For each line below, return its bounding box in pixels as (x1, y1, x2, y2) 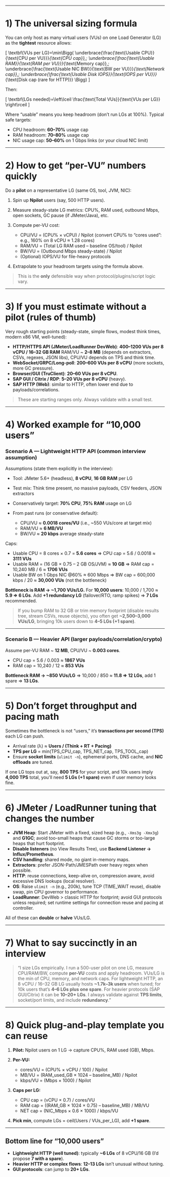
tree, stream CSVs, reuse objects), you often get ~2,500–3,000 (17, 613, 151, 619)
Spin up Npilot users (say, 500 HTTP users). (12, 197, 105, 204)
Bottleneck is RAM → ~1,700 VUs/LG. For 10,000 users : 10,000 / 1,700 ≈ (5, 587, 158, 593)
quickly (5, 171, 37, 182)
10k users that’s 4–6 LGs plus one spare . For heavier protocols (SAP (17, 986, 160, 992)
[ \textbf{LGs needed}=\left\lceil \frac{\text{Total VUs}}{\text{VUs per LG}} (5, 96, 161, 102)
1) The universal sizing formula (5, 18, 138, 29)
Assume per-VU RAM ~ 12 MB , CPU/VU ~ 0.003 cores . (5, 647, 120, 653)
